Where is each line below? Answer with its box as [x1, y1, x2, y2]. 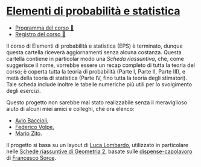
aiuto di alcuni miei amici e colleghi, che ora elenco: [6, 105, 135, 112]
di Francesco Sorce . [6, 154, 56, 161]
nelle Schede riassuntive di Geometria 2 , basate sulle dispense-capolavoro [6, 148, 193, 155]
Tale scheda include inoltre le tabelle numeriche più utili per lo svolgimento [6, 80, 192, 88]
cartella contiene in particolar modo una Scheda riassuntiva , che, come [6, 55, 184, 62]
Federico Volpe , [14, 123, 55, 130]
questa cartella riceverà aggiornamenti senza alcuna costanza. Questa [6, 48, 182, 55]
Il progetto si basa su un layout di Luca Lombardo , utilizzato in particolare [6, 141, 189, 148]
